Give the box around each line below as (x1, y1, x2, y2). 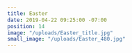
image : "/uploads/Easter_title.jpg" (7, 29, 113, 36)
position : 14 (7, 23, 45, 30)
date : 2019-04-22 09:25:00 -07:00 (7, 17, 108, 23)
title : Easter (7, 10, 49, 17)
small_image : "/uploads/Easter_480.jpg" (7, 36, 126, 43)
